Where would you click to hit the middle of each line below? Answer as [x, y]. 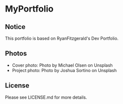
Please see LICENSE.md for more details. [46, 97]
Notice [15, 27]
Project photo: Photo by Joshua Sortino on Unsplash [64, 70]
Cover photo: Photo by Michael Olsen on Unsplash [62, 65]
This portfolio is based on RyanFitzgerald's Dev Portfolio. [62, 38]
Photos [16, 53]
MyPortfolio [29, 9]
